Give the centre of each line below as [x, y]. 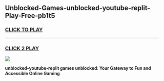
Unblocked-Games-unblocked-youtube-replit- [78, 8]
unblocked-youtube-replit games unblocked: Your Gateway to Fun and [78, 68]
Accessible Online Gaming [32, 73]
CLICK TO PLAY [24, 30]
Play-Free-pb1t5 [30, 16]
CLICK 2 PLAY [22, 48]
